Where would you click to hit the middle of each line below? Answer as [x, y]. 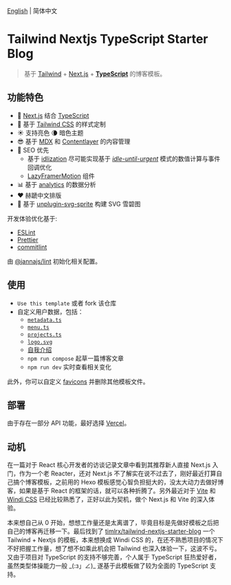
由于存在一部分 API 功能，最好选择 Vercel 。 [69, 423]
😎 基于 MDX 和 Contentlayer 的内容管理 [74, 141]
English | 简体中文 [32, 11]
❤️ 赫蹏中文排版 [39, 195]
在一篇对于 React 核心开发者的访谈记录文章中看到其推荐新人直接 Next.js [109, 465]
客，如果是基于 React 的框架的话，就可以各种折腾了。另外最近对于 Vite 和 [111, 491]
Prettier [27, 239]
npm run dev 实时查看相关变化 [69, 367]
